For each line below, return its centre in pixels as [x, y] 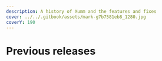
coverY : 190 [21, 22]
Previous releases [51, 51]
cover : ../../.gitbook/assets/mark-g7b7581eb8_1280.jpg [76, 17]
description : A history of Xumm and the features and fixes [82, 11]
